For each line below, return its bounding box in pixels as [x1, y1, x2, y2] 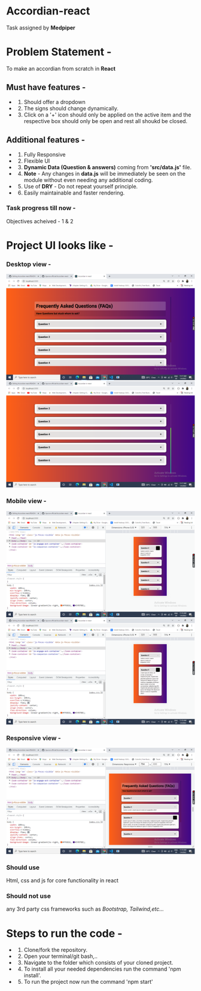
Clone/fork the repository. [23, 947, 88, 954]
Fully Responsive [23, 151, 66, 158]
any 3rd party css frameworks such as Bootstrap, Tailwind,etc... [6, 905, 165, 913]
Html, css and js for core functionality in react [6, 877, 118, 884]
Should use [6, 863, 40, 872]
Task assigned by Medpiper [6, 24, 76, 31]
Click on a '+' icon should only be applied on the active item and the [23, 111, 191, 118]
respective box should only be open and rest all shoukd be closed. [23, 117, 188, 124]
